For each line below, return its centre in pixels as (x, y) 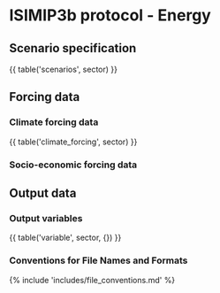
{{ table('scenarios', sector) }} (63, 69)
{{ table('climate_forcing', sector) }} (73, 142)
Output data (43, 193)
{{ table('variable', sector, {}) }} (65, 238)
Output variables (46, 218)
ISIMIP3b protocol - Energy (110, 15)
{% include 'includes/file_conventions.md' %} (92, 280)
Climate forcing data (54, 122)
